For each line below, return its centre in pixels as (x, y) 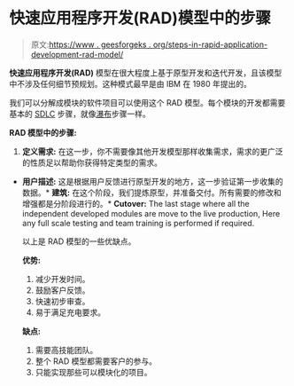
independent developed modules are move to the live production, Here (151, 213)
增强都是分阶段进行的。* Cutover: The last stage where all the (135, 203)
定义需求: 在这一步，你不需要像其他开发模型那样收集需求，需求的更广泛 (152, 151)
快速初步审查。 (62, 301)
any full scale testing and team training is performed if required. (138, 223)
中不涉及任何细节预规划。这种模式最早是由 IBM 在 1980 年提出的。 (131, 83)
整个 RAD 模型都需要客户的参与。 (96, 361)
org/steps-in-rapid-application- (210, 44)
